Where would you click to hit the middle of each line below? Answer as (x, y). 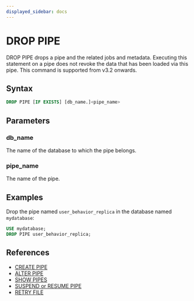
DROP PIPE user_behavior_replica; (49, 234)
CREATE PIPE (31, 267)
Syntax (20, 89)
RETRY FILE (29, 292)
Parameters (28, 121)
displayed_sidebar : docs (37, 12)
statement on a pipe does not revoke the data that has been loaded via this (97, 63)
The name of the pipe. (33, 179)
